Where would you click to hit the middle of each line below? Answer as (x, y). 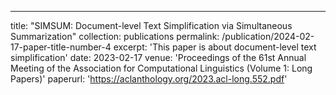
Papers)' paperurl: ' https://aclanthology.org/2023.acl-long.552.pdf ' (149, 79)
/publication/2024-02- (268, 36)
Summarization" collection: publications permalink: (115, 36)
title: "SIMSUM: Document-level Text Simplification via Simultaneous (151, 25)
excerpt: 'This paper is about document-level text (215, 47)
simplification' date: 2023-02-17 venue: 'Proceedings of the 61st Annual (158, 57)
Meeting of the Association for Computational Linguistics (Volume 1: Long (161, 68)
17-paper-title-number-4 (61, 47)
